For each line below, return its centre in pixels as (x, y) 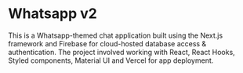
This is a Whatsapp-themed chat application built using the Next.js (116, 35)
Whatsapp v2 (53, 14)
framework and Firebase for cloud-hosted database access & (107, 43)
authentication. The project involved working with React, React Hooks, (121, 52)
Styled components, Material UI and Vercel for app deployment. (111, 60)
